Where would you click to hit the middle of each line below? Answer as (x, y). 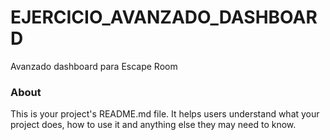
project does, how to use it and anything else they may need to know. (153, 125)
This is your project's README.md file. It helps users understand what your (165, 114)
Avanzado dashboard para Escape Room (94, 66)
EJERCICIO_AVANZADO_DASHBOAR (164, 17)
